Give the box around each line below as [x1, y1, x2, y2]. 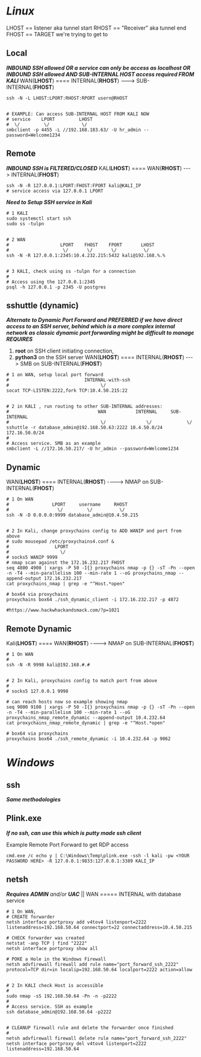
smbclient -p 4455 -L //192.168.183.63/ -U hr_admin [6, 127, 141, 133]
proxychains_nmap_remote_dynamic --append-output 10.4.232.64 [6, 715, 165, 721]
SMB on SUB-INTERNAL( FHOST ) [20, 360, 102, 368]
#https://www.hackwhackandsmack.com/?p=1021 [6, 607, 120, 613]
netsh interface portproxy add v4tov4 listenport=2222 [6, 919, 147, 925]
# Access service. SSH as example [6, 1003, 93, 1009]
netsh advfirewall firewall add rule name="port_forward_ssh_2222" [6, 961, 179, 967]
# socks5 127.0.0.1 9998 [6, 688, 69, 694]
